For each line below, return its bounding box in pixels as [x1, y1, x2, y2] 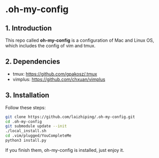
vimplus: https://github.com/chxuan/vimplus [12, 76, 106, 82]
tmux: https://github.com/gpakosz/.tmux [12, 71, 98, 77]
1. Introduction [5, 24, 52, 33]
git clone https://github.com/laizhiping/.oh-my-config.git [5, 114, 136, 119]
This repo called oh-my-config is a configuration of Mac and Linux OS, [5, 37, 154, 43]
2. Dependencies [5, 57, 60, 66]
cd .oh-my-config [5, 119, 42, 124]
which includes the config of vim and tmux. [5, 43, 96, 49]
